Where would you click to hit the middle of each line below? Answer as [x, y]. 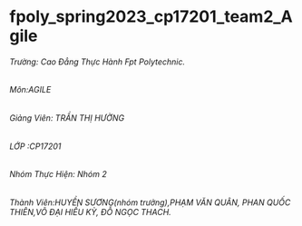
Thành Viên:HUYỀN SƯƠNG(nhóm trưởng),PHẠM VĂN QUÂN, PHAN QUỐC [150, 202]
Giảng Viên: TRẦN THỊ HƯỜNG [67, 118]
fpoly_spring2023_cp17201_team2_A [151, 17]
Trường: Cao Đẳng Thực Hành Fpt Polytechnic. [97, 62]
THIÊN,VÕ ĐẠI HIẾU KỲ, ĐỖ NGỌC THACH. [91, 211]
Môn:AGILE [30, 90]
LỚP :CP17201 [35, 146]
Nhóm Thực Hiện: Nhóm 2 [58, 174]
